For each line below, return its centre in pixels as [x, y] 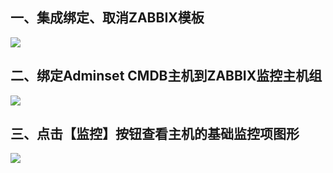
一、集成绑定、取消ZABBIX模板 [107, 18]
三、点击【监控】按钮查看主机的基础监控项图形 [155, 134]
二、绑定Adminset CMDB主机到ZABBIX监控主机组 [166, 76]
